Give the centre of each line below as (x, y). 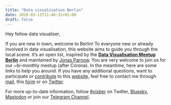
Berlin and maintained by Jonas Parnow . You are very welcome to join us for (86, 60)
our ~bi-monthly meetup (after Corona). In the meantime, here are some (81, 65)
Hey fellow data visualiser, (33, 34)
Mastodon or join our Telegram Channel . (48, 97)
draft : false (19, 19)
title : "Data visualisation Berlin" (44, 10)
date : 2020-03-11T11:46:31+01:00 (41, 15)
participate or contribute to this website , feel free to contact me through (81, 76)
